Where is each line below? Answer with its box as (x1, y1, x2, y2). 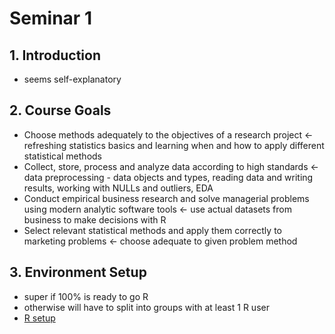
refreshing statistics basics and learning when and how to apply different (23, 139, 325, 151)
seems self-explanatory (23, 73, 122, 85)
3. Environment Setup (9, 264, 147, 281)
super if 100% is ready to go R (23, 290, 149, 302)
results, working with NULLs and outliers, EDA (23, 182, 214, 194)
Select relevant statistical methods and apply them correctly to (23, 224, 282, 236)
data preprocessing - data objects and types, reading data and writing (23, 171, 314, 183)
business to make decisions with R (23, 213, 167, 226)
